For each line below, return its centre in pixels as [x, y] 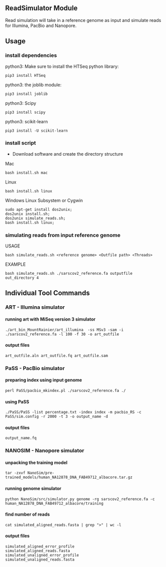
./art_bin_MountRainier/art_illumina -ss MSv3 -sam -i [64, 330]
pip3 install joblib [27, 94]
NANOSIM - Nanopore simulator [45, 451]
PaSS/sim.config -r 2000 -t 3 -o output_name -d [57, 417]
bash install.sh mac [27, 173]
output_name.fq [21, 438]
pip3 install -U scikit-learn [37, 131]
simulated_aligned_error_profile [40, 547]
